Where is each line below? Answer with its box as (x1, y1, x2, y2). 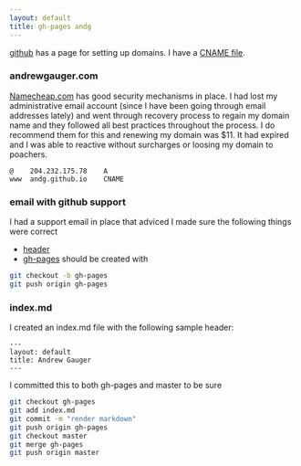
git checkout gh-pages (9, 397, 96, 407)
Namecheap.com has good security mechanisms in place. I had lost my (9, 90, 278, 101)
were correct (9, 226, 58, 238)
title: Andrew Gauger (9, 355, 92, 365)
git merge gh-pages (9, 440, 84, 449)
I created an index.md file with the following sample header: (9, 322, 234, 334)
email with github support (9, 196, 126, 208)
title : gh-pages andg (9, 22, 92, 31)
